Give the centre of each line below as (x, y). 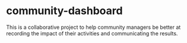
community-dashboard (64, 11)
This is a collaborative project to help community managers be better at (93, 27)
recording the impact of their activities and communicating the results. (92, 33)
